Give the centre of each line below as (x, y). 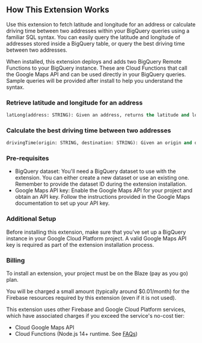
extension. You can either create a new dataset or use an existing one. (102, 178)
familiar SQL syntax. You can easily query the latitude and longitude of (93, 37)
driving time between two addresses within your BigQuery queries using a (98, 31)
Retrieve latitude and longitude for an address (75, 103)
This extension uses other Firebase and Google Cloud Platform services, (96, 309)
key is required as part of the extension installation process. (80, 244)
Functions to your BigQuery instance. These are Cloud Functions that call (97, 68)
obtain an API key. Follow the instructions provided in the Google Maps (103, 197)
